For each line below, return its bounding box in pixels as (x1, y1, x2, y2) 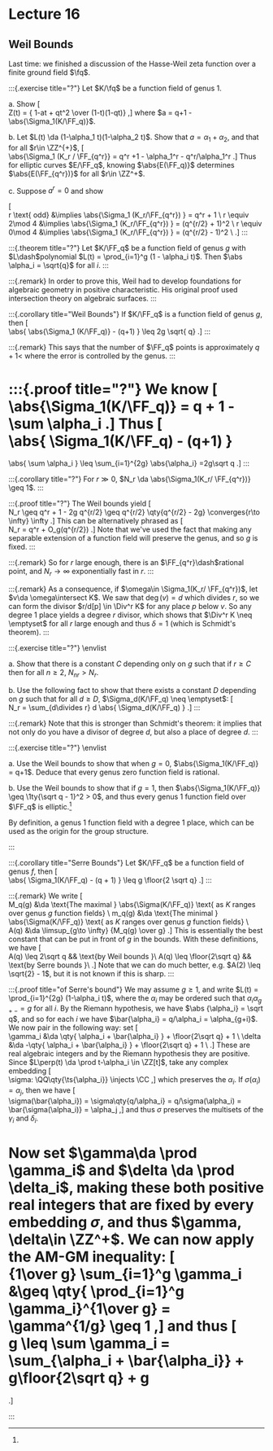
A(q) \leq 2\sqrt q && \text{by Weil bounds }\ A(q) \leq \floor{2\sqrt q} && (8, 951, 252, 961)
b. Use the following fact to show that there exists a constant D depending (8, 685, 257, 695)
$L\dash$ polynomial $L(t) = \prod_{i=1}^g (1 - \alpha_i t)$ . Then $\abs (8, 252, 243, 261)
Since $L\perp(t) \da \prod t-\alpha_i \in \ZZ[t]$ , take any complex (8, 1058, 229, 1067)
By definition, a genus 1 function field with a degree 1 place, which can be (8, 818, 254, 827)
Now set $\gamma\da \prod (8, 1143, 197, 1162)
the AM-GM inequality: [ (8, 1247, 175, 1266)
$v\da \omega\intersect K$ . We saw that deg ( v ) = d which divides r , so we (8, 593, 260, 603)
